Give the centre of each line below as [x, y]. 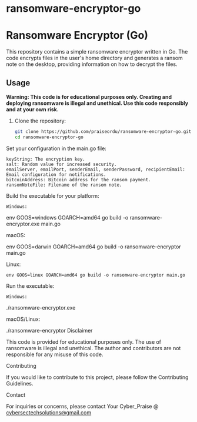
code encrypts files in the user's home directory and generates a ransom [95, 58]
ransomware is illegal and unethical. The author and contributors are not [94, 348]
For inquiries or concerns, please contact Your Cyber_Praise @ [82, 406]
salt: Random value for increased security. [61, 164]
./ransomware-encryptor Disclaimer [49, 330]
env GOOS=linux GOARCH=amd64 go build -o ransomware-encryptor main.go [96, 275]
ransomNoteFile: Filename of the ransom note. [64, 185]
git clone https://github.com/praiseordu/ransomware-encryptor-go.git [103, 131]
